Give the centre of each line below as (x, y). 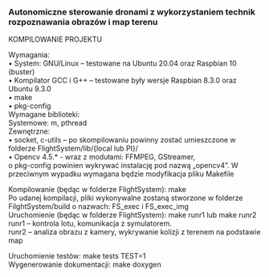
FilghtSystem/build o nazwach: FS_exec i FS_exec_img (98, 207)
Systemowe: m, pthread (48, 123)
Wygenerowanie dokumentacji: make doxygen (85, 265)
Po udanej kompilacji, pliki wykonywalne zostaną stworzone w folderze (126, 198)
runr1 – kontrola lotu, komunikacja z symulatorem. (90, 223)
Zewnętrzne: (29, 131)
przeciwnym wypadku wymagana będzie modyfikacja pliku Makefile (121, 174)
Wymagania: (29, 55)
